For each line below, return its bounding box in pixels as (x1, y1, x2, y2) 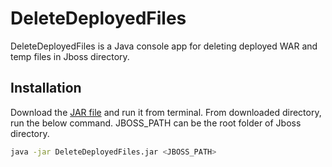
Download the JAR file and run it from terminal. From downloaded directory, (10, 106, 322, 118)
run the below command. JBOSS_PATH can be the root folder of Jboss (10, 117, 302, 129)
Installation (10, 80, 82, 97)
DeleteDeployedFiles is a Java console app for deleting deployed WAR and (10, 40, 318, 52)
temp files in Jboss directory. (10, 50, 130, 62)
